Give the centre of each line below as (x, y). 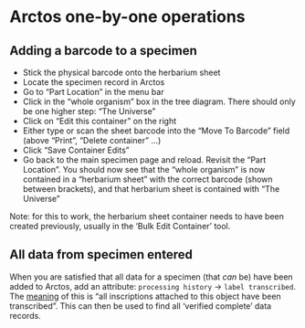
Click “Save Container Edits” (76, 150)
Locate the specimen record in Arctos (94, 82)
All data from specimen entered (101, 254)
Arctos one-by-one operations (127, 17)
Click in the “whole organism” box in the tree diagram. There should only (159, 101)
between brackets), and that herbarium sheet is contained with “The (151, 189)
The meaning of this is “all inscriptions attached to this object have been (145, 296)
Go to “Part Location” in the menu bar (93, 92)
